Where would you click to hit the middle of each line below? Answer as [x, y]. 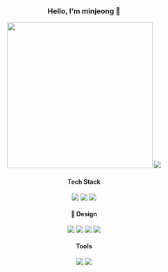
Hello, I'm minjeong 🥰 [84, 11]
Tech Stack [84, 182]
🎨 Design [84, 214]
